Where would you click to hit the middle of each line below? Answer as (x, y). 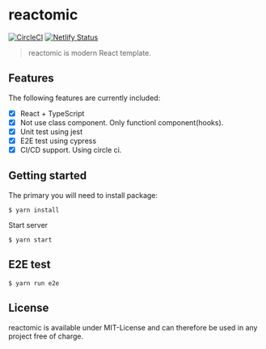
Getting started (48, 176)
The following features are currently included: (84, 98)
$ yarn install (34, 210)
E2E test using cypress (58, 141)
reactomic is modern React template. (90, 53)
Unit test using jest (51, 132)
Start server (28, 225)
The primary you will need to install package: (83, 195)
